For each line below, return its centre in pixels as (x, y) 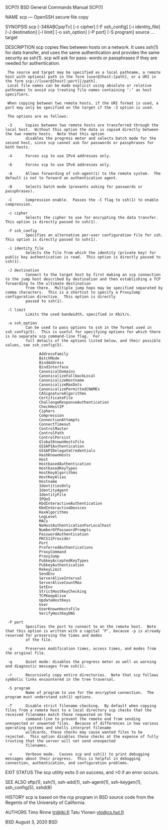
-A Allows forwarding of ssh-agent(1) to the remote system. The (84, 173)
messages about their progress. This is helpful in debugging (73, 759)
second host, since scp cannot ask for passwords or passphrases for (80, 143)
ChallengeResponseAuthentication (74, 402)
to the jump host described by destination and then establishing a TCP (83, 279)
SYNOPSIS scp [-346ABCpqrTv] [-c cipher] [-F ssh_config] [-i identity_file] (83, 27)
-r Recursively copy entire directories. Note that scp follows (83, 675)
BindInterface (54, 367)
